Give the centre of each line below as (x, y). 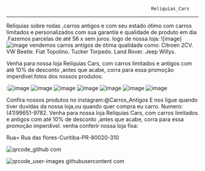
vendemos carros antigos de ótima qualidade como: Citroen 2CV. (111, 45)
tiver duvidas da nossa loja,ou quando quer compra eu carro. (83, 106)
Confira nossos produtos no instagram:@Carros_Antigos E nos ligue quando (102, 100)
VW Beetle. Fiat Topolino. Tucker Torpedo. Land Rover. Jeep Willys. (91, 51)
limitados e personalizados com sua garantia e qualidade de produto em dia (102, 32)
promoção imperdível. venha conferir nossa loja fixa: (72, 126)
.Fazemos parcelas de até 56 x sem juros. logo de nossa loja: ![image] (94, 39)
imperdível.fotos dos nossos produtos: (55, 76)
